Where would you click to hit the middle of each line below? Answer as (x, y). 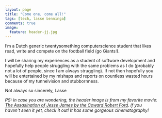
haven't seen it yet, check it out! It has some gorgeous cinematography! (77, 110)
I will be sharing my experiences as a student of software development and (80, 60)
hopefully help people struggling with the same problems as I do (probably (80, 66)
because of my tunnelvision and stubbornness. (52, 81)
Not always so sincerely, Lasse (36, 91)
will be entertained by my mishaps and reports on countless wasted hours (79, 76)
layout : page (18, 9)
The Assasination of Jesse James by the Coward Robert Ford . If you (73, 105)
